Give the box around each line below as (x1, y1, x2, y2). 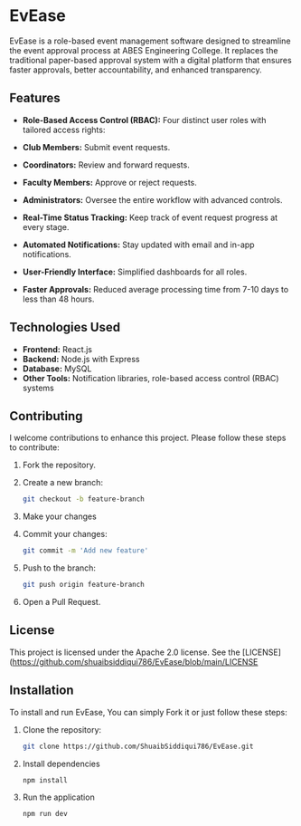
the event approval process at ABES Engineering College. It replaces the (9, 44, 278, 55)
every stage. (22, 221, 70, 232)
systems (22, 382, 54, 393)
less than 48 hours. (22, 293, 95, 304)
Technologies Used (9, 320, 120, 335)
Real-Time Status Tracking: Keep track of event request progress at (22, 212, 278, 223)
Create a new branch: (22, 477, 104, 488)
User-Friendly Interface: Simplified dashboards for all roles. (22, 266, 248, 277)
